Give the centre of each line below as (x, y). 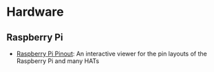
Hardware (35, 12)
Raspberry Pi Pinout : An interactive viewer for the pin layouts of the (111, 53)
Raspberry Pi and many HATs (58, 61)
